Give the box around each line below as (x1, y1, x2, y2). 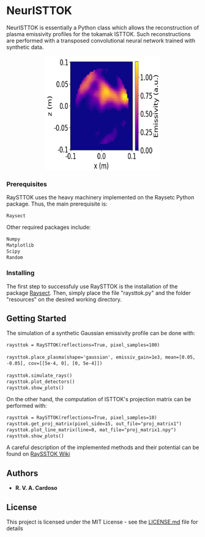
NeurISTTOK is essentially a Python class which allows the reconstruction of (6, 24, 199, 31)
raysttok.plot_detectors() (6, 379, 75, 385)
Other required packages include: (6, 224, 91, 231)
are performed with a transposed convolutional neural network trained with (6, 37, 196, 44)
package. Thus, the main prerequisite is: (6, 200, 108, 208)
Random (6, 254, 23, 261)
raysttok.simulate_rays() (6, 372, 72, 379)
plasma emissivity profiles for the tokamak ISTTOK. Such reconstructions (6, 30, 191, 37)
